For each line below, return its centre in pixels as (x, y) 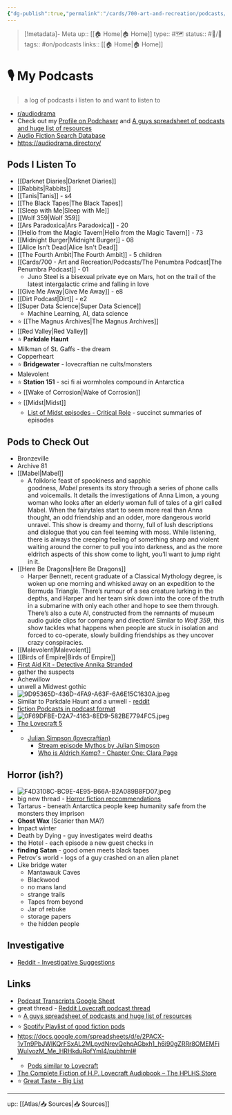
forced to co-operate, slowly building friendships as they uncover (120, 635)
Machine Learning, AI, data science (78, 314)
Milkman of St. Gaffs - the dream (64, 349)
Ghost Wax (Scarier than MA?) (61, 821)
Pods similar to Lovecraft (63, 1065)
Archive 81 (32, 466)
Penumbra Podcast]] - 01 (53, 269)
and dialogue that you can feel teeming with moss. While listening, (122, 532)
